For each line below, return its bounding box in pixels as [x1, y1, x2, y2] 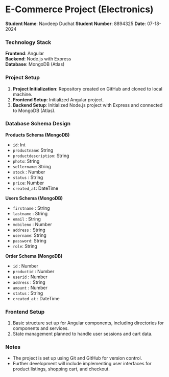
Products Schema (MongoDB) [5, 131, 70, 138]
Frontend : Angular [5, 50, 44, 57]
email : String [12, 216, 41, 222]
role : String [12, 243, 37, 249]
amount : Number [12, 284, 47, 291]
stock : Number [12, 169, 45, 175]
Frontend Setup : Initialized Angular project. [12, 96, 104, 103]
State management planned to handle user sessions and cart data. [12, 331, 153, 337]
